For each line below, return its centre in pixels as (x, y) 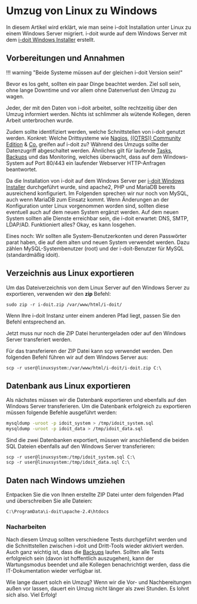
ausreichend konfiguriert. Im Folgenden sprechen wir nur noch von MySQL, (98, 193)
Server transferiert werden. (39, 339)
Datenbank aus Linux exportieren (69, 386)
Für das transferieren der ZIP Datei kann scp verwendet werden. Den (89, 351)
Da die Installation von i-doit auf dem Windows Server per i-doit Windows (95, 180)
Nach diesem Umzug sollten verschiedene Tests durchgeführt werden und (96, 540)
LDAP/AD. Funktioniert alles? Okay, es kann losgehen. (71, 225)
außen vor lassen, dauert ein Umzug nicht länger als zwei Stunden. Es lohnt (98, 589)
